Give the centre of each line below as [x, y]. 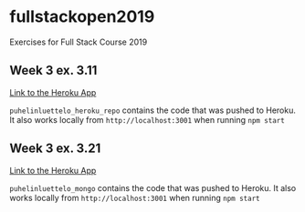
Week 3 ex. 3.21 [55, 149]
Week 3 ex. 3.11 [53, 71]
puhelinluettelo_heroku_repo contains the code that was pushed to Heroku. [153, 110]
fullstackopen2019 [82, 17]
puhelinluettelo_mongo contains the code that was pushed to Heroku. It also [153, 187]
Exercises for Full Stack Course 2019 [79, 42]
